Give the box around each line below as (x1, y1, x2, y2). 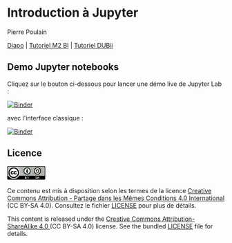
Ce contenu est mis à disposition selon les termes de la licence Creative (7, 186, 212, 195)
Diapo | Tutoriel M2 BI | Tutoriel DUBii (7, 41, 113, 49)
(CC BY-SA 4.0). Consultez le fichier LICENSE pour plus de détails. (7, 201, 197, 209)
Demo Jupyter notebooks (7, 61, 119, 73)
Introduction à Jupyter (7, 5, 139, 21)
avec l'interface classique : (7, 114, 84, 122)
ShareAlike (7, 222, 38, 230)
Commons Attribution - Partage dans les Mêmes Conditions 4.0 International (7, 194, 225, 202)
